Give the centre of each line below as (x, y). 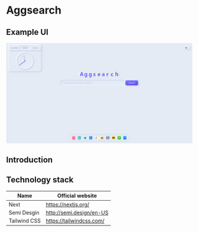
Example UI (27, 32)
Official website (77, 196)
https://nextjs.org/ (68, 204)
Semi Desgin (24, 213)
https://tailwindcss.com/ (75, 221)
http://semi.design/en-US (77, 213)
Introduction (30, 160)
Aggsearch (34, 10)
